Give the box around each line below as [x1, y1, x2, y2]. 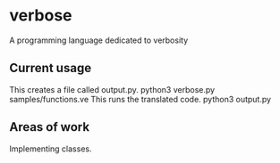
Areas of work [9, 119, 90, 134]
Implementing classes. [9, 143, 92, 154]
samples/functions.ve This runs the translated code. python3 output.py [9, 94, 271, 104]
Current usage [9, 61, 92, 76]
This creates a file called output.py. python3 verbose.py [9, 84, 216, 94]
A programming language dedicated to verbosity [9, 35, 189, 45]
